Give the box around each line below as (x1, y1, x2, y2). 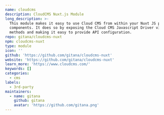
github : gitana (14, 98, 45, 103)
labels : (5, 80, 21, 85)
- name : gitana (9, 93, 41, 98)
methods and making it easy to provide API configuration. (9, 30, 132, 35)
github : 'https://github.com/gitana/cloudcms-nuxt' (5, 52, 112, 58)
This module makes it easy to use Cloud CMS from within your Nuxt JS (9, 21, 156, 26)
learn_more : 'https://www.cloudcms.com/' (5, 62, 91, 67)
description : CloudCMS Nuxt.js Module (5, 12, 84, 17)
